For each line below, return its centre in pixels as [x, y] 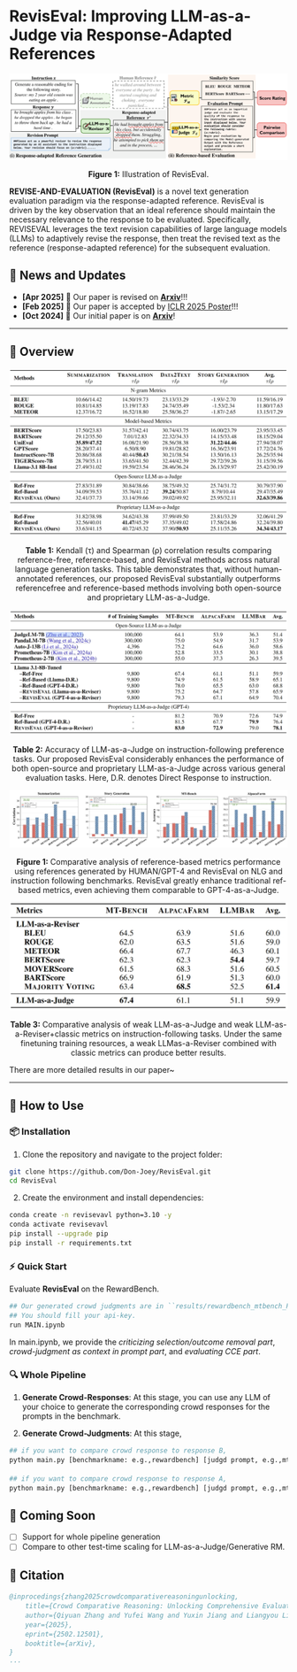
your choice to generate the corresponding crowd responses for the [146, 1407]
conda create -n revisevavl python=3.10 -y [91, 1215]
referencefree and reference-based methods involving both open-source [148, 588]
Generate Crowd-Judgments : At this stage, [102, 1433]
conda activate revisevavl [59, 1225]
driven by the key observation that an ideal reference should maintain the [142, 210]
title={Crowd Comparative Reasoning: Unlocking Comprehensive [142, 1607]
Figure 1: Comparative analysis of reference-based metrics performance [148, 862]
